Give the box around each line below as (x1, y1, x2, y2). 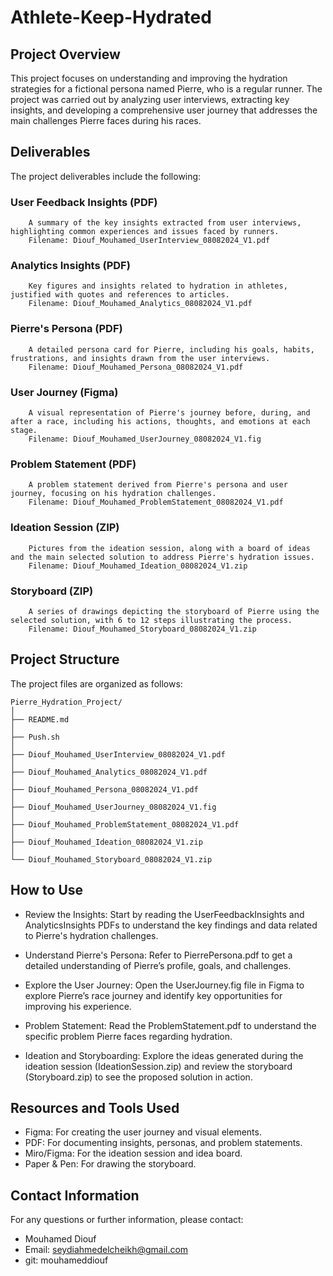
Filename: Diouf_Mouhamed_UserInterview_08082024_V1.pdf (28, 236, 271, 246)
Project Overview (10, 46, 121, 63)
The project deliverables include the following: (10, 170, 202, 182)
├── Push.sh (10, 732, 60, 742)
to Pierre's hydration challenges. (24, 929, 159, 941)
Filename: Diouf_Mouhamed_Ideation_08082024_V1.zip (28, 561, 248, 571)
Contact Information (10, 1187, 140, 1204)
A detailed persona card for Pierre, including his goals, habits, (28, 344, 315, 355)
